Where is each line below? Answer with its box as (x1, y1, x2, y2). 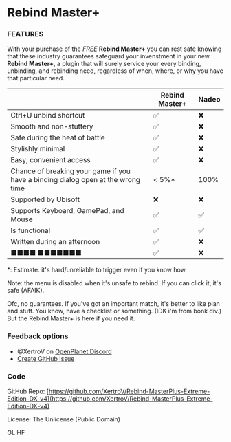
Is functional (10, 225, 51, 235)
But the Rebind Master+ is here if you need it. (7, 314, 135, 322)
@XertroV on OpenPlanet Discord (16, 347, 112, 355)
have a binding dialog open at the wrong (10, 175, 141, 185)
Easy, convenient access (10, 155, 91, 165)
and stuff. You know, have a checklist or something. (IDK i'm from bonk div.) (7, 307, 222, 316)
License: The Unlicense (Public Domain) (7, 415, 121, 423)
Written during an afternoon (10, 237, 100, 247)
